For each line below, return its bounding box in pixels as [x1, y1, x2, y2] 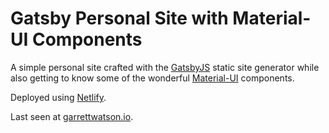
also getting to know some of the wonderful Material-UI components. [10, 72, 295, 84]
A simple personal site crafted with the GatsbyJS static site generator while [10, 61, 320, 73]
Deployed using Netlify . [10, 91, 107, 103]
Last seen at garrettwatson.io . [10, 110, 134, 122]
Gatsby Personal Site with [10, 7, 229, 30]
